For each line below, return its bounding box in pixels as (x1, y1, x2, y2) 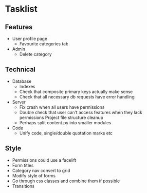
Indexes (19, 83, 36, 89)
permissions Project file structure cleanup (19, 115, 104, 120)
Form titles (12, 162, 34, 168)
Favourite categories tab (19, 41, 69, 47)
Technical (5, 65, 36, 74)
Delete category (19, 51, 52, 57)
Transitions (12, 183, 35, 189)
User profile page (12, 36, 48, 41)
